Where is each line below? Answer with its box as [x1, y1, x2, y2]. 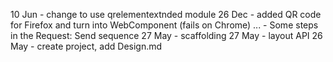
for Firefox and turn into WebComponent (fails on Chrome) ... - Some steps [10, 19, 319, 31]
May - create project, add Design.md [10, 40, 163, 52]
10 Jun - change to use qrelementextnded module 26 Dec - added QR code [10, 9, 322, 20]
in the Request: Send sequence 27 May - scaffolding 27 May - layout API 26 [10, 30, 323, 41]
